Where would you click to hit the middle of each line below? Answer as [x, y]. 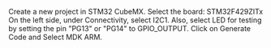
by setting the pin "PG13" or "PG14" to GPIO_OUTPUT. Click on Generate [130, 28]
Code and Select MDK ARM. [56, 37]
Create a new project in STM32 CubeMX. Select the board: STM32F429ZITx [136, 12]
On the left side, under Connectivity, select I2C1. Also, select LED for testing [135, 20]
